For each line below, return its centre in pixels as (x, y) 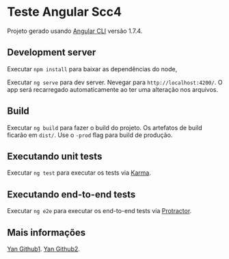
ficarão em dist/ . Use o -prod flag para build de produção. (90, 135)
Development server (52, 52)
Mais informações (46, 233)
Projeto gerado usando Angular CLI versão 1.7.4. (75, 31)
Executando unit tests (55, 156)
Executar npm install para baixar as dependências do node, (92, 69)
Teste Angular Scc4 (64, 12)
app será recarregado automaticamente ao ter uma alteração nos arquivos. (113, 89)
